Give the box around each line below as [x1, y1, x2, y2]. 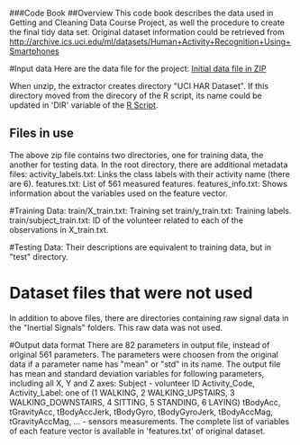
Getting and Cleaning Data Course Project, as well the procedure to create [9, 17, 286, 28]
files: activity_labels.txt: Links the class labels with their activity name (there [9, 168, 290, 179]
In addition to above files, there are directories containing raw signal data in [9, 312, 289, 323]
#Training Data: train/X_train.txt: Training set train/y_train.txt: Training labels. [9, 205, 292, 216]
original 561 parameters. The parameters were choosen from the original [9, 349, 279, 360]
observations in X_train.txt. [9, 224, 109, 235]
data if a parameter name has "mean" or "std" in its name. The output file [9, 359, 281, 369]
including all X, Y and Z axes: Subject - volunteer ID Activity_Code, [9, 378, 255, 388]
